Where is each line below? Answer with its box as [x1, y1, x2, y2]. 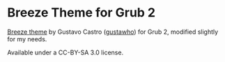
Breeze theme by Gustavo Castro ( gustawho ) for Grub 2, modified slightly [7, 28, 219, 36]
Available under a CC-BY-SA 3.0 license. [7, 48, 124, 56]
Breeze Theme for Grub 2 [7, 5, 156, 21]
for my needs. [7, 34, 47, 43]
